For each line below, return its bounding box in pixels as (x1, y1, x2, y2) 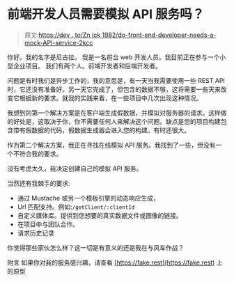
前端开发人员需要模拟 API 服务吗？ (7, 6, 205, 22)
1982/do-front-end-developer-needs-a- (102, 31, 217, 39)
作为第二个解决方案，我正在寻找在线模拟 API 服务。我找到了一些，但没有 (7, 141, 216, 149)
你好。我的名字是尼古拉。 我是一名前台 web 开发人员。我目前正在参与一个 (7, 53, 220, 61)
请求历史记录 (17, 228, 54, 237)
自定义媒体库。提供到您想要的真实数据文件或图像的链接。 (17, 211, 182, 219)
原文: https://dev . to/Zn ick (24, 31, 101, 39)
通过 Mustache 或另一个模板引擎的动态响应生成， (17, 194, 159, 202)
